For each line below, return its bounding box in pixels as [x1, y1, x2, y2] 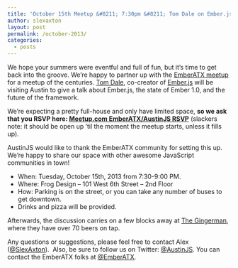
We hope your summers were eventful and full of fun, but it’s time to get [7, 63, 217, 71]
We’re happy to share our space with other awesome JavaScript [7, 151, 195, 159]
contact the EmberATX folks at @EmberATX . [7, 253, 137, 261]
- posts [13, 43, 37, 50]
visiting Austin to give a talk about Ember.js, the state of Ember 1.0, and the [7, 86, 225, 94]
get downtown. [17, 195, 62, 203]
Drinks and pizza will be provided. [17, 203, 117, 210]
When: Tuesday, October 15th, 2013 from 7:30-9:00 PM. [17, 172, 181, 181]
